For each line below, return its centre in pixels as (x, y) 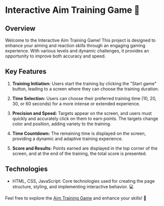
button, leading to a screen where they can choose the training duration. (85, 89)
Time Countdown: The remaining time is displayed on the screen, (79, 133)
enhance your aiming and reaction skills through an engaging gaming (75, 46)
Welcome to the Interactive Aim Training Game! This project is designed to (81, 40)
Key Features (26, 72)
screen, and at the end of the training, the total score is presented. (79, 154)
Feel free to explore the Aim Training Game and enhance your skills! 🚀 (76, 198)
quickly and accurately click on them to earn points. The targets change (85, 118)
